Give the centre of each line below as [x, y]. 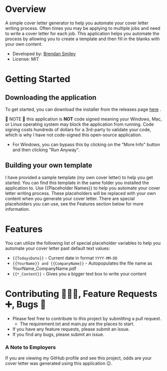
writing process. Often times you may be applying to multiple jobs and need [83, 28]
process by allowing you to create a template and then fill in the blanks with [83, 39]
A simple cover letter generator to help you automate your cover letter [77, 23]
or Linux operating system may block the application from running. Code [80, 124]
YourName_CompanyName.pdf [44, 268]
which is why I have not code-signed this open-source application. [74, 135]
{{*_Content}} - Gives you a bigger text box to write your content [79, 274]
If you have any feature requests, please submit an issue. [71, 329]
